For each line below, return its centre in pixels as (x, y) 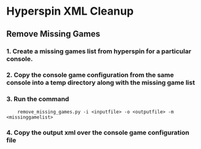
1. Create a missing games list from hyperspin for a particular (99, 51)
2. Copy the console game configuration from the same (90, 75)
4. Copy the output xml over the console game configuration (98, 133)
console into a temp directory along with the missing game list (100, 82)
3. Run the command (38, 99)
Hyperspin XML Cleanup (70, 11)
